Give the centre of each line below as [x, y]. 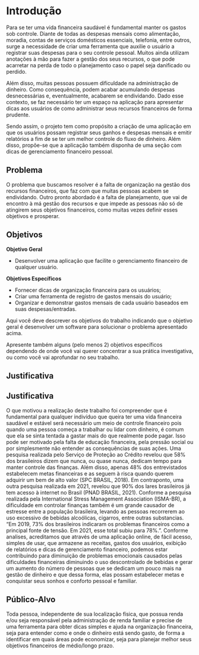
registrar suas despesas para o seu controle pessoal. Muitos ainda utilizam [98, 52]
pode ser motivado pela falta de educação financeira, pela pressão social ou [100, 442]
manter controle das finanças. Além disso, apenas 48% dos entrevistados [97, 467]
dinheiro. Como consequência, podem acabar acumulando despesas [91, 89]
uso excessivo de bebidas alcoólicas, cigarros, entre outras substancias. [95, 518]
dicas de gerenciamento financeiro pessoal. [60, 151]
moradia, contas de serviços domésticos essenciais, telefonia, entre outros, [99, 40]
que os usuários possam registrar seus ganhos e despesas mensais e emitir [99, 133]
